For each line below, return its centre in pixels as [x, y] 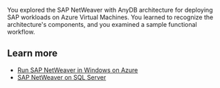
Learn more [33, 53]
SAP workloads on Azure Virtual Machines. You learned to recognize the [110, 17]
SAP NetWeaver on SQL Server [62, 77]
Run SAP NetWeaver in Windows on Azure [77, 70]
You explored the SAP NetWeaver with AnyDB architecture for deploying [110, 10]
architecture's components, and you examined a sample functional [102, 24]
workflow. [21, 32]
